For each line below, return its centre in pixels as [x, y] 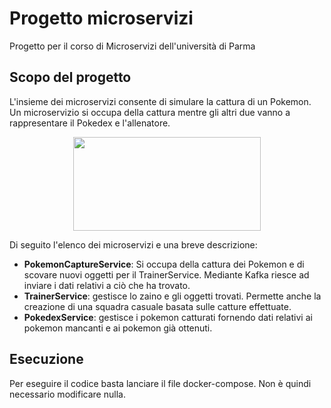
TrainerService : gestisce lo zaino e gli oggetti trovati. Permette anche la [172, 296]
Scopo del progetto [70, 77]
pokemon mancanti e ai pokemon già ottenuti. [118, 328]
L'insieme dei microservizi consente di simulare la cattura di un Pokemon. [160, 101]
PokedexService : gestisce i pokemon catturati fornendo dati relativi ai [168, 317]
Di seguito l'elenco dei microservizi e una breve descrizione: [133, 244]
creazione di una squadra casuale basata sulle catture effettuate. [157, 306]
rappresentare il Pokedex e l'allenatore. [90, 123]
